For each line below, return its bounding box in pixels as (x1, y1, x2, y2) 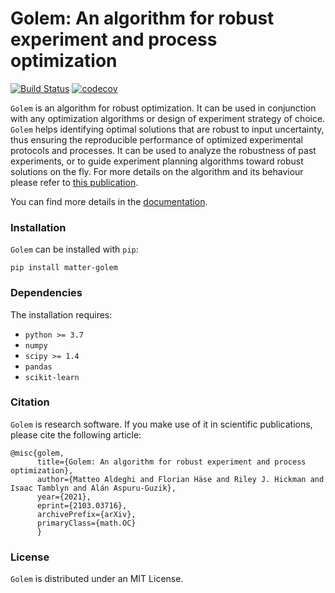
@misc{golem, (10, 448, 65, 458)
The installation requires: (10, 308, 113, 321)
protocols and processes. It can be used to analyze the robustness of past (10, 144, 317, 156)
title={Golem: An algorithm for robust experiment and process (36, 457, 307, 467)
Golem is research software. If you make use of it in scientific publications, (10, 418, 313, 430)
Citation (10, 395, 50, 409)
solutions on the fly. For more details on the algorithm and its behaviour (10, 165, 304, 177)
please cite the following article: (10, 428, 142, 441)
